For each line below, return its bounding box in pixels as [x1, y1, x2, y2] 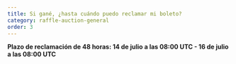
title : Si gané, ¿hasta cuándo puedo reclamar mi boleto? [7, 10, 182, 18]
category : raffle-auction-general [7, 17, 110, 24]
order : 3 [7, 23, 33, 30]
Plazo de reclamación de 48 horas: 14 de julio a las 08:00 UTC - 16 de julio [7, 43, 229, 51]
